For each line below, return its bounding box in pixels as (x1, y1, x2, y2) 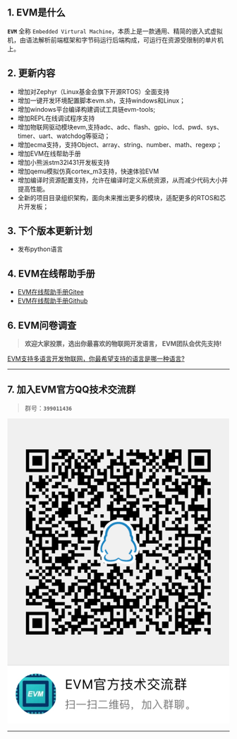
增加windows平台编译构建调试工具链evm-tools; (17, 105, 156, 113)
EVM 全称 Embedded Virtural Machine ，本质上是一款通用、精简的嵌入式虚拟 (7, 27, 224, 35)
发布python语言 (17, 245, 63, 253)
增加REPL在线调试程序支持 (17, 114, 95, 122)
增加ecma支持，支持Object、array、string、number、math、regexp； (17, 140, 222, 149)
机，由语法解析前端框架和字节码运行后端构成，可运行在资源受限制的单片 (7, 35, 217, 44)
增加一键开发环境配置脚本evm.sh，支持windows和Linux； (17, 96, 186, 105)
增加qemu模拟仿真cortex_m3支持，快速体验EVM (17, 167, 159, 175)
